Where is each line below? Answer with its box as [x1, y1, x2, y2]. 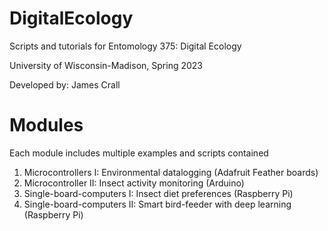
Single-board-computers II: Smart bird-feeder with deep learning [23, 198, 292, 210]
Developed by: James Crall [9, 78, 121, 91]
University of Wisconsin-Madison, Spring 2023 [9, 59, 203, 71]
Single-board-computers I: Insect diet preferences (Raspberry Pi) [23, 187, 294, 199]
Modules [9, 114, 84, 137]
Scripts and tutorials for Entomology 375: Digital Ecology [9, 40, 242, 52]
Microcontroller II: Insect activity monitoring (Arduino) [23, 177, 245, 189]
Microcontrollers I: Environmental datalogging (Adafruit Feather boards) [23, 166, 319, 178]
